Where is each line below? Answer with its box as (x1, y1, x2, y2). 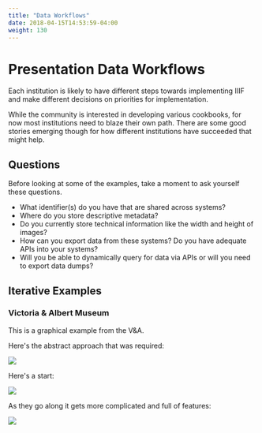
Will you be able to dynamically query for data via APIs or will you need (19, 253, 251, 263)
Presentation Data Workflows (8, 60, 205, 78)
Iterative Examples (8, 284, 103, 297)
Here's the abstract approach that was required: (8, 341, 164, 350)
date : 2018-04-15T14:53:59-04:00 (8, 19, 118, 27)
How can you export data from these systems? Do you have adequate (19, 236, 247, 245)
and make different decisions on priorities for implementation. (8, 95, 209, 104)
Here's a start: (8, 371, 54, 380)
